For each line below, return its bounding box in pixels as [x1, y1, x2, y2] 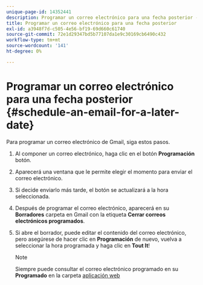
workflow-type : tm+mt [6, 37, 61, 43]
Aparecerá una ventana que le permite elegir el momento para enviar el [14, 168, 193, 175]
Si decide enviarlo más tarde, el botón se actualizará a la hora [14, 186, 169, 194]
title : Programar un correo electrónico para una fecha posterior [6, 20, 177, 26]
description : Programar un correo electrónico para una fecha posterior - [6, 15, 199, 21]
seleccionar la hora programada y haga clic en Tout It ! [14, 241, 150, 249]
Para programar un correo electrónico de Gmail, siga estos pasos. [6, 138, 170, 145]
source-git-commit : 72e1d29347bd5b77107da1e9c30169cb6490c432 [6, 31, 166, 38]
